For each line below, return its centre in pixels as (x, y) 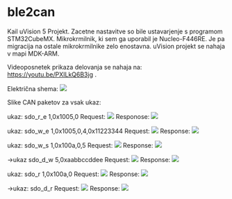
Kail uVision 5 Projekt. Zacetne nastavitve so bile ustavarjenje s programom (115, 31)
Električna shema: (33, 88)
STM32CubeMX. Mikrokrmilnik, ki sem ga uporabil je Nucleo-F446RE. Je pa (116, 38)
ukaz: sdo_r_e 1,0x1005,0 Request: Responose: (78, 116)
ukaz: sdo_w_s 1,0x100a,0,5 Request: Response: (80, 145)
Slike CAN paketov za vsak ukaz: (54, 102)
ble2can (31, 12)
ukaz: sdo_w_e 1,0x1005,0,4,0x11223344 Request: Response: (99, 131)
